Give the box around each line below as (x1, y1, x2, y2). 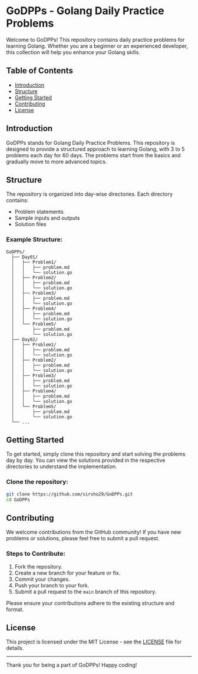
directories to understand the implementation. (6, 463, 117, 470)
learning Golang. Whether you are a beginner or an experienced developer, (6, 42, 189, 49)
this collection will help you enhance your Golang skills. (6, 48, 140, 55)
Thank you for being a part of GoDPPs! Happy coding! (6, 662, 137, 669)
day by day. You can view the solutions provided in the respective (6, 457, 166, 464)
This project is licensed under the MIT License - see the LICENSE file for (6, 638, 181, 646)
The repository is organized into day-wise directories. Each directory (6, 190, 173, 198)
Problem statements (14, 208, 64, 216)
